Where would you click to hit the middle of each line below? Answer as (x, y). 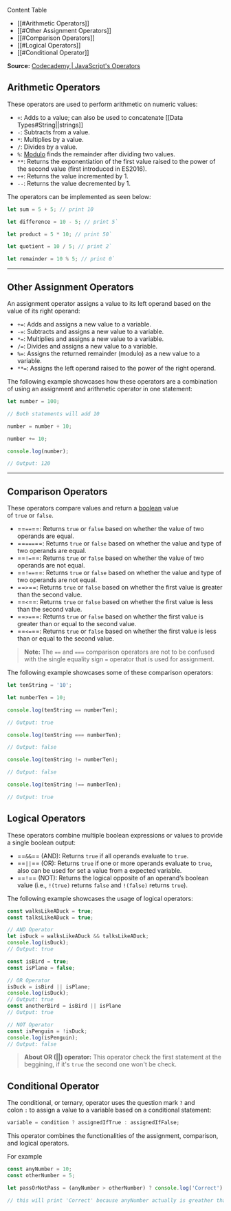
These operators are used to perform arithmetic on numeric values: (102, 104)
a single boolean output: (41, 842)
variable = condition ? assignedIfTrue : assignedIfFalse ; (93, 1123)
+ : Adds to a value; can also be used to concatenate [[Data (100, 117)
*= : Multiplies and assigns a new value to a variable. (90, 339)
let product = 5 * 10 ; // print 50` (59, 234)
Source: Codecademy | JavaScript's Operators (74, 66)
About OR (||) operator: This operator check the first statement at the (123, 1057)
